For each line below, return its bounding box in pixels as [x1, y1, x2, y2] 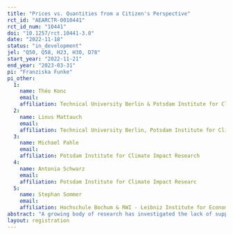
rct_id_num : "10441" [7, 23, 67, 30]
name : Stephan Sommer [19, 191, 82, 198]
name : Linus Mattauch [19, 113, 82, 120]
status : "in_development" [7, 42, 82, 49]
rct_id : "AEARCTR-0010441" [7, 17, 85, 24]
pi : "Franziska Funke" [7, 68, 73, 75]
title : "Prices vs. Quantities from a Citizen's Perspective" [7, 10, 191, 17]
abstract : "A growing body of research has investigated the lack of [7, 211, 213, 218]
